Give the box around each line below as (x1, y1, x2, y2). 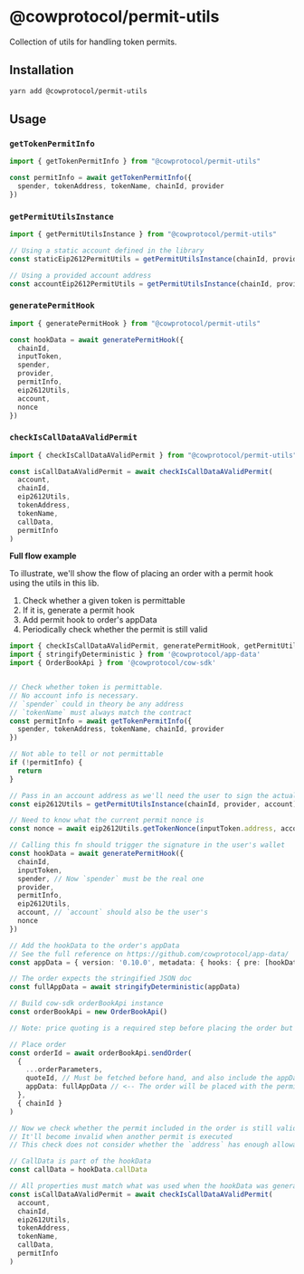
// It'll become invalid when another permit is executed (9, 1132, 233, 1141)
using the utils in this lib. (9, 577, 100, 589)
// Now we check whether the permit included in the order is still (9, 1124, 273, 1133)
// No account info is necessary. (9, 690, 140, 700)
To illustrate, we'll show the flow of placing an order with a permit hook (9, 568, 274, 579)
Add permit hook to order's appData (22, 614, 157, 625)
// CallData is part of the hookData (9, 1156, 152, 1166)
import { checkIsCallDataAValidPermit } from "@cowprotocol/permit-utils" (9, 451, 298, 460)
